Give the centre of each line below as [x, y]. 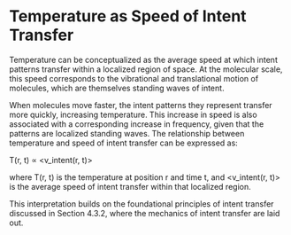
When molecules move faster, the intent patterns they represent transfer [141, 105]
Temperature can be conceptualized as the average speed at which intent [144, 59]
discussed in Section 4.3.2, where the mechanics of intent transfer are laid [145, 213]
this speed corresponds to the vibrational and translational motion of [134, 78]
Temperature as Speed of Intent [128, 16]
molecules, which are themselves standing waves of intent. [117, 88]
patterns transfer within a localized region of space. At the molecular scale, [146, 69]
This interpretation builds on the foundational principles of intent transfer [142, 204]
